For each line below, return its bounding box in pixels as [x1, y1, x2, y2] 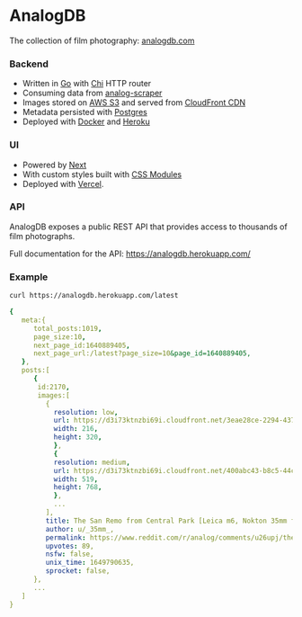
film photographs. [9, 230, 75, 241]
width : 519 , [53, 474, 99, 484]
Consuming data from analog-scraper [22, 87, 163, 99]
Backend [9, 58, 49, 70]
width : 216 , [53, 425, 99, 434]
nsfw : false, [45, 550, 94, 559]
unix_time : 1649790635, [45, 559, 135, 568]
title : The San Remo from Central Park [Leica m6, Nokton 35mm [45, 516, 288, 525]
